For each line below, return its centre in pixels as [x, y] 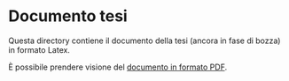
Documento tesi [68, 16]
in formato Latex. [39, 49]
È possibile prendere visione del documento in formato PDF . [118, 67]
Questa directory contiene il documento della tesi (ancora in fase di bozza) [144, 40]
